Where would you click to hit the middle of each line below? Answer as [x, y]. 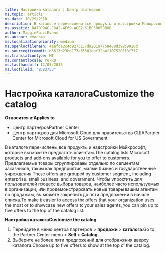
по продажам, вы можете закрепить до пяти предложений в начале [77, 194]
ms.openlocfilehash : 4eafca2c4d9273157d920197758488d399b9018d [72, 46]
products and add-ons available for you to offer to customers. [68, 158]
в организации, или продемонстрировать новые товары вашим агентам [82, 189]
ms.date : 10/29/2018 [26, 19]
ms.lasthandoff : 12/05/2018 [34, 65]
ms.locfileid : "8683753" [31, 70]
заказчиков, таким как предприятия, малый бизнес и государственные [81, 168]
